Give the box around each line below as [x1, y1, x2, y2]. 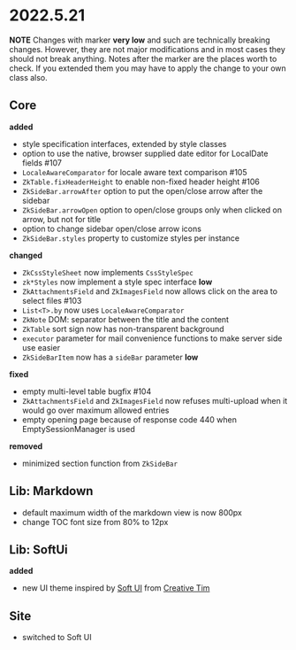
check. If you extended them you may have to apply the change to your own [9, 63, 287, 74]
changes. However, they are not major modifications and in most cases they [9, 43, 285, 54]
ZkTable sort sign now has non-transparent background [21, 323, 224, 334]
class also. [9, 72, 49, 82]
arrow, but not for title [21, 213, 102, 224]
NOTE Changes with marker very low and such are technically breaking [9, 35, 271, 45]
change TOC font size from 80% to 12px [21, 516, 169, 527]
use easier [21, 342, 60, 352]
